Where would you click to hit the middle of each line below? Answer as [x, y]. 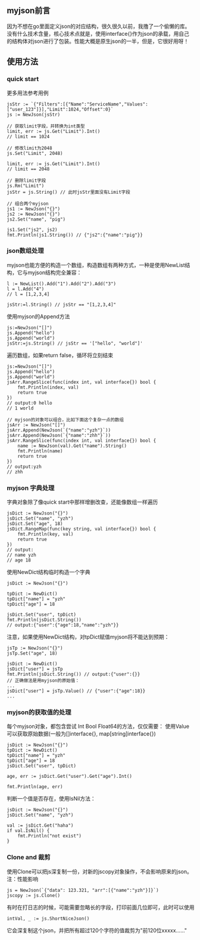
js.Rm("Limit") [26, 186]
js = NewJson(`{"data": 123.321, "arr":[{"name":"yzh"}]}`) [83, 890]
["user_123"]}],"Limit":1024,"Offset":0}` [60, 109]
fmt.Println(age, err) [35, 787]
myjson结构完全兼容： [54, 272]
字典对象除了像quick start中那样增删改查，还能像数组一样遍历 [82, 502]
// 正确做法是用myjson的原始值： [43, 681]
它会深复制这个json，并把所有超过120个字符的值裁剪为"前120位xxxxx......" [97, 930]
